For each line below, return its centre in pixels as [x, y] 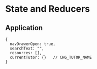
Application [24, 28]
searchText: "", [27, 49]
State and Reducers [48, 9]
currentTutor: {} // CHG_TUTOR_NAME [51, 57]
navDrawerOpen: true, [33, 44]
